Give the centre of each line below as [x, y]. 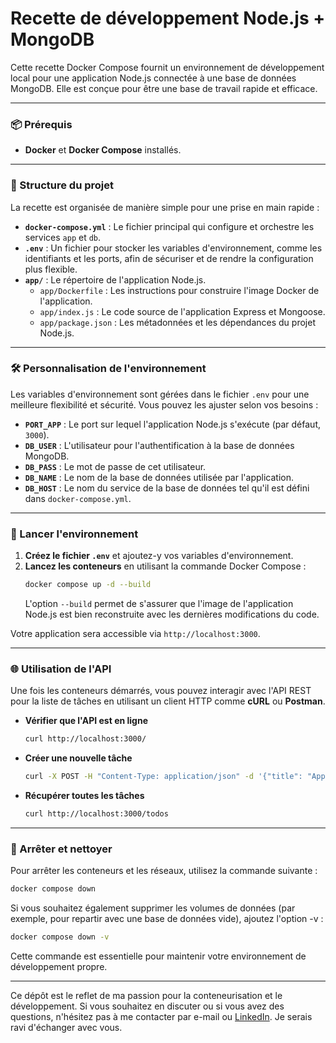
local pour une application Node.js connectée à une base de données [153, 78]
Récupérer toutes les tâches [84, 796]
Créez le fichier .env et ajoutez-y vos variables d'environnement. [159, 556]
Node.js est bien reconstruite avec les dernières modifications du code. [172, 614]
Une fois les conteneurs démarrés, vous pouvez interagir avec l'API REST [161, 691]
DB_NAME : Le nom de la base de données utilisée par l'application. [159, 477]
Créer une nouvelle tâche [78, 758]
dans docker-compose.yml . [78, 498]
